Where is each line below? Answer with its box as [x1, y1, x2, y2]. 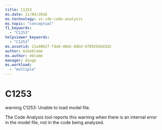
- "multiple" [9, 67, 37, 72]
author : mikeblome [5, 48, 43, 53]
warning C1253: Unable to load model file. [5, 104, 90, 110]
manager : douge [5, 58, 37, 63]
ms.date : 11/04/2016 [5, 12, 48, 17]
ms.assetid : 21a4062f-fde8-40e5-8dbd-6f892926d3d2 [5, 44, 112, 49]
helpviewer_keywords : [5, 35, 50, 40]
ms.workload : [5, 62, 32, 67]
